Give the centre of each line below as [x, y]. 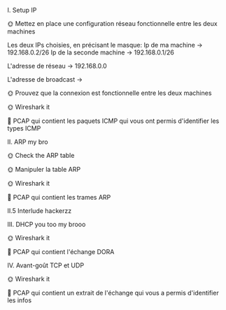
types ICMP [24, 128]
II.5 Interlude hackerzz [40, 211]
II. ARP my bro [28, 142]
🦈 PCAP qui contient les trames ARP [59, 197]
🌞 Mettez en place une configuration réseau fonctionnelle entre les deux [113, 23]
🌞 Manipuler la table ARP [44, 169]
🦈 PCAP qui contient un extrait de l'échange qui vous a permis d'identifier [113, 293]
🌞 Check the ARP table [41, 155]
